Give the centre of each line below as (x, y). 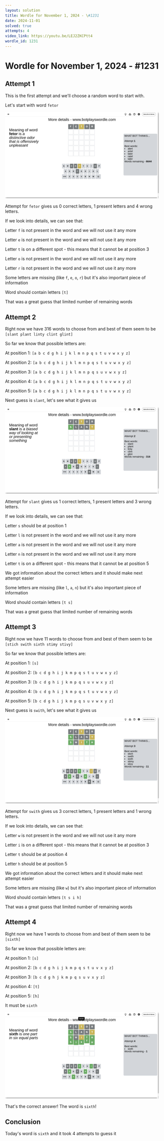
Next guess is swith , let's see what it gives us (51, 710)
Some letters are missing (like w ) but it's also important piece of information (81, 888)
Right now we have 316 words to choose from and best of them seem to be (81, 329)
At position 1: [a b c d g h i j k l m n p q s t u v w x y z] (68, 353)
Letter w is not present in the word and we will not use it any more (71, 835)
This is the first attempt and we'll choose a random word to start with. (75, 96)
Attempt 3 (21, 627)
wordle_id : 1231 (21, 41)
